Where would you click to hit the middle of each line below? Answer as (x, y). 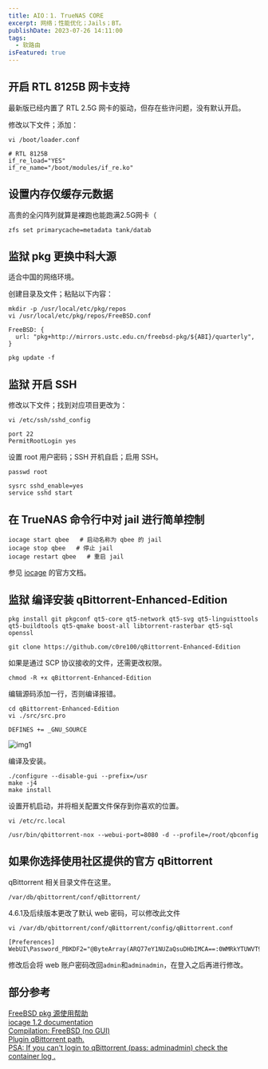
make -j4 (23, 783)
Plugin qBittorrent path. (47, 1039)
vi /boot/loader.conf (44, 140)
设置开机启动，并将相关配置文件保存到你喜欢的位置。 (96, 806)
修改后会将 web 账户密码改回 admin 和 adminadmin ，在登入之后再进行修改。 (128, 964)
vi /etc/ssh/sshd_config (49, 420)
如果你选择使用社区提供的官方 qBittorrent (110, 861)
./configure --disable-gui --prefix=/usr (78, 776)
